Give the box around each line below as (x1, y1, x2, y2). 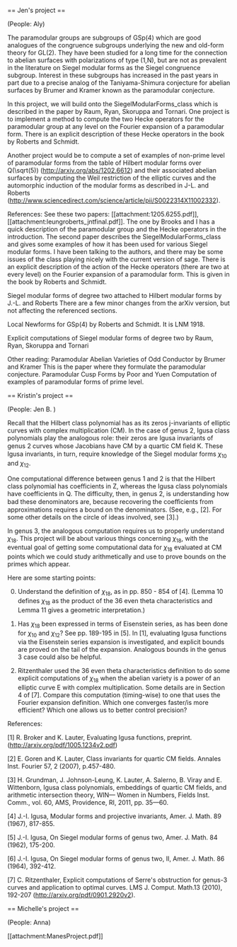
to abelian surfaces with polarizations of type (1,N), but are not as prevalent (7, 56, 227, 64)
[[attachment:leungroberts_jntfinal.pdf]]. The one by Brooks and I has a (7, 217, 216, 226)
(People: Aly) (7, 20, 45, 28)
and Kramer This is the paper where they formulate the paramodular (7, 362, 207, 371)
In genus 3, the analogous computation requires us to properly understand (7, 527, 224, 535)
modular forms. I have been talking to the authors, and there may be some (7, 248, 224, 256)
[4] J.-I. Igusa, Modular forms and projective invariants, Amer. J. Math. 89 (7, 812, 221, 820)
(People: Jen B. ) (7, 405, 57, 413)
